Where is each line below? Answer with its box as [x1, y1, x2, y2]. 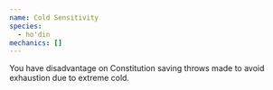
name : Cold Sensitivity [9, 13, 99, 22]
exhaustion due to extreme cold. [9, 73, 129, 84]
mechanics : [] [9, 38, 63, 48]
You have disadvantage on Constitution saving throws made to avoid [9, 63, 265, 74]
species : [9, 22, 42, 31]
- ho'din [17, 30, 51, 39]
